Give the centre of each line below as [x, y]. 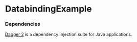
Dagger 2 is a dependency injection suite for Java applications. [68, 34]
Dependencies [23, 24]
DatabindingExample [48, 9]
